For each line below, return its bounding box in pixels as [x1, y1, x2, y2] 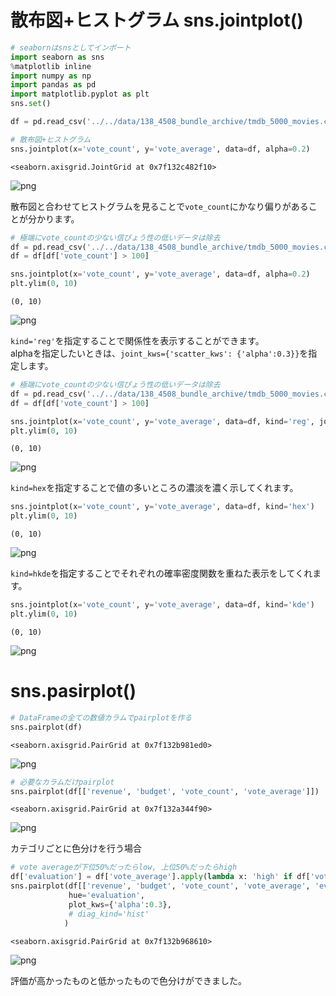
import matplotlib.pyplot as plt [10, 89, 150, 100]
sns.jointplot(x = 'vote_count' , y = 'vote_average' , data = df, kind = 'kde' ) [10, 600, 315, 610]
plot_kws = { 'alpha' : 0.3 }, [68, 899, 172, 910]
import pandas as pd [10, 80, 97, 90]
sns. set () [10, 99, 52, 109]
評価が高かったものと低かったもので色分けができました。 [10, 974, 247, 986]
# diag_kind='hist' [68, 909, 150, 919]
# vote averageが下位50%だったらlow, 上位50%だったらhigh [10, 862, 238, 873]
